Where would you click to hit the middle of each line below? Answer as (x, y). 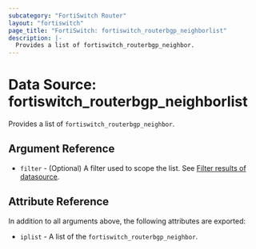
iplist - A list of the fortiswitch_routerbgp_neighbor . (109, 236)
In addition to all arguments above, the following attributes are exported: (127, 221)
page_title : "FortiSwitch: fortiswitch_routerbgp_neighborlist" (118, 30)
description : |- (35, 38)
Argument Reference (62, 149)
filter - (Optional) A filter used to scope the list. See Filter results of (133, 168)
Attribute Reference (59, 202)
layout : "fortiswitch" (46, 23)
